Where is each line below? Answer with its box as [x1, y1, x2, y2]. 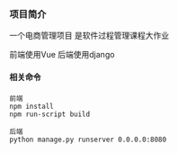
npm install [9, 102, 54, 111]
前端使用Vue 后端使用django [9, 49, 115, 60]
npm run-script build [9, 110, 91, 119]
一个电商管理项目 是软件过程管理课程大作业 [9, 30, 169, 41]
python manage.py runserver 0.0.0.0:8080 [9, 135, 167, 144]
